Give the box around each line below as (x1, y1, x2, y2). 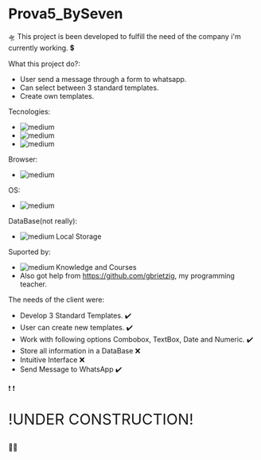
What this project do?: (8, 59, 81, 68)
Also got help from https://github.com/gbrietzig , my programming (19, 271, 235, 280)
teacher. (19, 279, 48, 289)
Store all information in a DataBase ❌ (19, 345, 141, 355)
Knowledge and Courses (55, 262, 137, 271)
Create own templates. (19, 91, 95, 100)
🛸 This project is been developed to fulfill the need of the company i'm (8, 31, 241, 41)
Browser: (8, 154, 38, 164)
